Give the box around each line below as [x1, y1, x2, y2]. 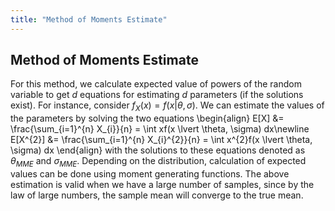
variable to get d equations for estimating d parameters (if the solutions [10, 89, 304, 101]
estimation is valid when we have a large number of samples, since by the [10, 179, 315, 191]
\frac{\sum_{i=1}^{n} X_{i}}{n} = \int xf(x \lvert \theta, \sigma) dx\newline [10, 123, 310, 135]
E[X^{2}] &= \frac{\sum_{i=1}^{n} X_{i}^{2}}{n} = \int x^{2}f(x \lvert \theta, [10, 134, 313, 146]
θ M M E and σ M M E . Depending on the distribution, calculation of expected [10, 155, 307, 170]
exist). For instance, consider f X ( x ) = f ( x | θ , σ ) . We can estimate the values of [10, 99, 325, 114]
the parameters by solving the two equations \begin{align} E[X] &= [10, 112, 285, 125]
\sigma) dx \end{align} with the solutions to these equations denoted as [10, 144, 306, 156]
